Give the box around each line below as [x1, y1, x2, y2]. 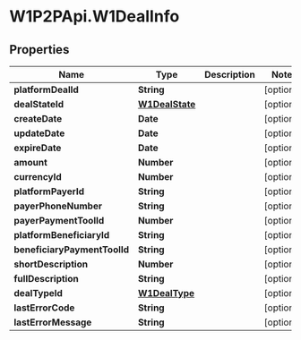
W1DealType [137, 287, 195, 299]
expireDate [13, 141, 62, 154]
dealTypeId [13, 287, 63, 299]
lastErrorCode [13, 302, 75, 314]
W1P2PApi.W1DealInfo [9, 6, 180, 27]
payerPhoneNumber [13, 200, 103, 212]
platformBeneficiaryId [13, 229, 110, 241]
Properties [9, 42, 70, 57]
